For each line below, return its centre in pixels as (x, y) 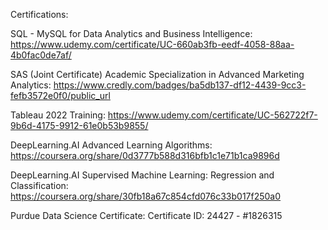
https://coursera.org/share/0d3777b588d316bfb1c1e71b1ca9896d (145, 155)
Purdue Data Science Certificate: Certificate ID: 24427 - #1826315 (146, 215)
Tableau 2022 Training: (58, 115)
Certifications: (39, 14)
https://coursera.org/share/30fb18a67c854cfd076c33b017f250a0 (146, 196)
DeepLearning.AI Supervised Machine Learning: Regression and (142, 175)
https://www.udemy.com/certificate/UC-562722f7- (212, 115)
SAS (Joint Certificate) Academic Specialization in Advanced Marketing (157, 74)
